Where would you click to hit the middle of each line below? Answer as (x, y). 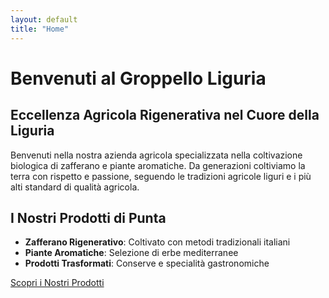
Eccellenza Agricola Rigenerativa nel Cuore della (165, 115)
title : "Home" (40, 29)
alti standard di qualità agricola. (75, 187)
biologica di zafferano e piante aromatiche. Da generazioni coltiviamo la (158, 165)
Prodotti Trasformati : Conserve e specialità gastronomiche (147, 263)
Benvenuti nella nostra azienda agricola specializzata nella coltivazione (156, 155)
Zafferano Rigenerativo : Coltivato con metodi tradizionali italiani (157, 242)
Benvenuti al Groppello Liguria (138, 78)
